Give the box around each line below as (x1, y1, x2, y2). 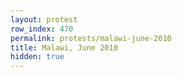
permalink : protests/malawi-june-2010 (10, 33, 172, 43)
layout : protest (10, 14, 78, 25)
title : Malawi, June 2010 (10, 42, 118, 53)
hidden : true (10, 52, 65, 62)
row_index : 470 (10, 24, 74, 34)
